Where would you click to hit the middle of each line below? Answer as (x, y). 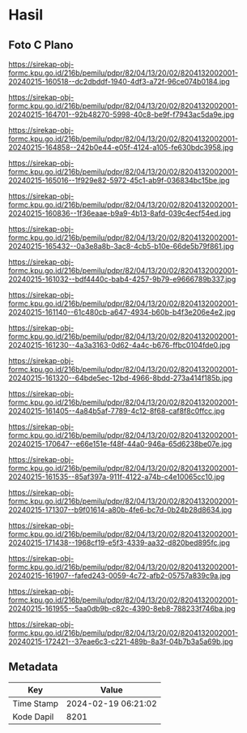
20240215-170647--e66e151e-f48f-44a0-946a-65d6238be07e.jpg (120, 444)
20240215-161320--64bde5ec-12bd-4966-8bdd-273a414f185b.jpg (121, 378)
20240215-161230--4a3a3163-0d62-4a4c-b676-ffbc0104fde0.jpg (119, 345)
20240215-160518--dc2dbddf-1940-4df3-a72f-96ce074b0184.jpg (119, 81)
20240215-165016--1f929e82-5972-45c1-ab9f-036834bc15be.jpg (119, 180)
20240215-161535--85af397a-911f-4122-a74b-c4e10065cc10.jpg (117, 477)
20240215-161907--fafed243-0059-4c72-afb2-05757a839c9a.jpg (119, 576)
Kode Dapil (33, 717)
